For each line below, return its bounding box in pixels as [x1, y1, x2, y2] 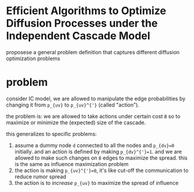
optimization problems [6, 55, 61, 62]
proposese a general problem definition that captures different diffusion [6, 48, 180, 55]
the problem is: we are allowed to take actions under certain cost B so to [6, 112, 180, 120]
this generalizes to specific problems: [6, 130, 97, 137]
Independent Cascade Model [6, 29, 150, 42]
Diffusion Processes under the [6, 16, 158, 30]
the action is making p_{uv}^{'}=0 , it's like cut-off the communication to [14, 167, 189, 174]
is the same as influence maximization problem [14, 160, 129, 167]
